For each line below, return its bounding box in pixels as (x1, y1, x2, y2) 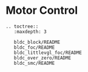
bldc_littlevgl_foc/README (13, 49, 83, 56)
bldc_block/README (13, 39, 61, 45)
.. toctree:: (5, 23, 39, 29)
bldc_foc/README (13, 44, 55, 50)
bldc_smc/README (13, 60, 55, 66)
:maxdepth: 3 (13, 28, 47, 35)
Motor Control (5, 4, 78, 17)
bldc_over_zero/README (13, 55, 71, 61)
